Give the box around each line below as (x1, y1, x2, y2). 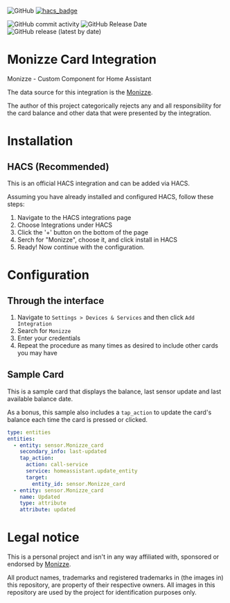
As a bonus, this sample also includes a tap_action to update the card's (7, 408, 212, 416)
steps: (7, 200, 25, 208)
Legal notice (7, 529, 80, 545)
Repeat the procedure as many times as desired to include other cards (17, 341, 218, 350)
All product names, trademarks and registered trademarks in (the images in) (7, 573, 224, 582)
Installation (7, 133, 73, 149)
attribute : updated (19, 507, 76, 513)
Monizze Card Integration (7, 52, 157, 67)
